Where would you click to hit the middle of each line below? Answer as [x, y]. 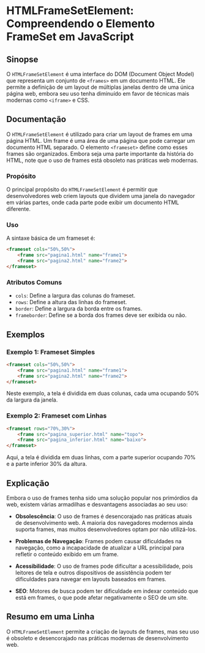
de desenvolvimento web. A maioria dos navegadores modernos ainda [104, 523]
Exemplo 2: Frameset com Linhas [57, 416]
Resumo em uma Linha [50, 617]
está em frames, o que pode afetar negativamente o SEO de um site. [102, 598]
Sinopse [22, 59]
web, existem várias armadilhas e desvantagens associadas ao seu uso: [97, 504]
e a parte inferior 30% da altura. [47, 464]
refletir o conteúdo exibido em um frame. [67, 554]
